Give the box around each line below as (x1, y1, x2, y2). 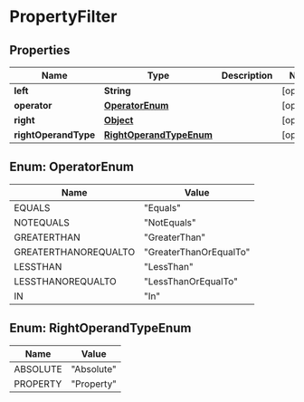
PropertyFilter (9, 6, 118, 27)
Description (221, 70, 273, 81)
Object (103, 114, 134, 126)
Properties (9, 43, 71, 58)
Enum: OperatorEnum (9, 159, 134, 175)
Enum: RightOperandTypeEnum (9, 321, 192, 336)
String (103, 84, 131, 97)
